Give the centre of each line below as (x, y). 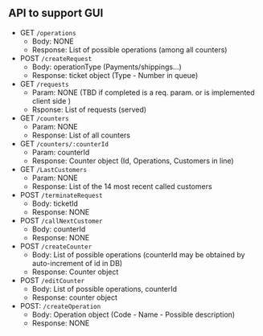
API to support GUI (56, 13)
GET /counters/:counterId (64, 143)
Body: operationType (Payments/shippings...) (107, 67)
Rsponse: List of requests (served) (89, 109)
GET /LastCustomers (53, 169)
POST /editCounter (52, 280)
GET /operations (48, 32)
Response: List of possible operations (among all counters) (129, 49)
